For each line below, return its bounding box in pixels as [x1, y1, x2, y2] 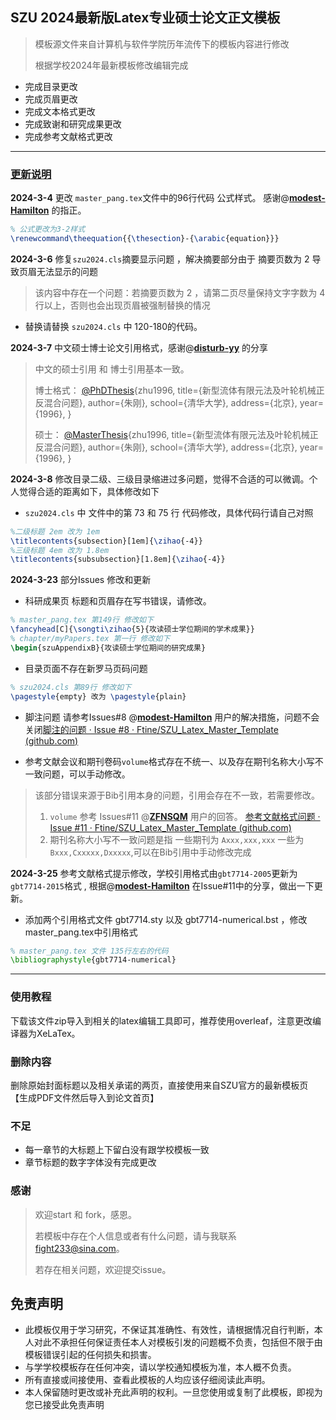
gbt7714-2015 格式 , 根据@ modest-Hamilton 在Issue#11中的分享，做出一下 [10, 879, 315, 892]
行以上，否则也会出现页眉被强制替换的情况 [34, 299, 211, 311]
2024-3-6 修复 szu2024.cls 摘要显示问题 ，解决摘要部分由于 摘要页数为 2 [10, 253, 310, 265]
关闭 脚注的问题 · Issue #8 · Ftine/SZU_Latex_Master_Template [24, 723, 279, 735]
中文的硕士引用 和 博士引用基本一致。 [34, 363, 190, 375]
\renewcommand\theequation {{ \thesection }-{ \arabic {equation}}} [10, 233, 280, 243]
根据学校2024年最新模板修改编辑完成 [34, 59, 189, 71]
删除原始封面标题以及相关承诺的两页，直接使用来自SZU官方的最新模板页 [10, 1079, 309, 1091]
